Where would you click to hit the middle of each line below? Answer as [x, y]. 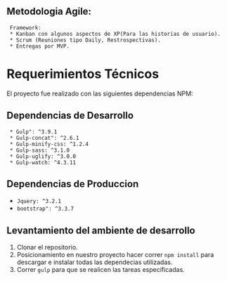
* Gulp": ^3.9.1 [33, 132]
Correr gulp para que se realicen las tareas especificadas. [101, 270]
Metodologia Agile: [49, 12]
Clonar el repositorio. [47, 247]
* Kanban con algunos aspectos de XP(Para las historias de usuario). [115, 34]
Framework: [25, 27]
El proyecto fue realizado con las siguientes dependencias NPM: [100, 93]
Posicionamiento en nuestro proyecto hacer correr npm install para [115, 255]
